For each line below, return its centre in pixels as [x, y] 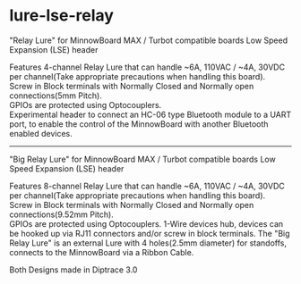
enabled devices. [41, 133]
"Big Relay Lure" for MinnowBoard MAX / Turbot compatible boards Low [142, 159]
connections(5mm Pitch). [56, 96]
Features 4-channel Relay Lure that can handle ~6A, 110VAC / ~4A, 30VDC [147, 67]
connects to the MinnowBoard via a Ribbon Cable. [102, 252]
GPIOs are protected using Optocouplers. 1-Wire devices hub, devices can [146, 223]
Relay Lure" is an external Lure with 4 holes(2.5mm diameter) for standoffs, [148, 243]
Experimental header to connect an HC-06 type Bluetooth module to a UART [150, 114]
